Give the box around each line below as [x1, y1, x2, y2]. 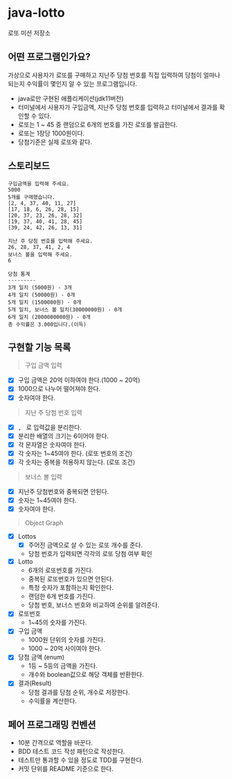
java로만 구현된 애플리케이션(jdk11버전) [17, 94, 124, 102]
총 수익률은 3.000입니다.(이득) [8, 321, 87, 328]
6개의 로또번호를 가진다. [28, 566, 93, 575]
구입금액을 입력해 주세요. [8, 180, 70, 187]
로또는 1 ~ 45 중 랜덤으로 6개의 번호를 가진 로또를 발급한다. [17, 120, 178, 129]
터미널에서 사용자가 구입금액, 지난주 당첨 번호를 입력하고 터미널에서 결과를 [17, 103, 218, 111]
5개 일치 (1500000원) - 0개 [8, 299, 82, 306]
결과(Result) [17, 679, 52, 687]
